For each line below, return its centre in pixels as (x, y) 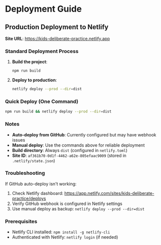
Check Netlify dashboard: (38, 193)
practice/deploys (29, 198)
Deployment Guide (43, 9)
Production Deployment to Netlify (57, 27)
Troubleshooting (25, 173)
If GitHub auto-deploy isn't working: (41, 184)
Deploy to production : (34, 80)
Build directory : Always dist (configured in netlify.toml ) (70, 150)
